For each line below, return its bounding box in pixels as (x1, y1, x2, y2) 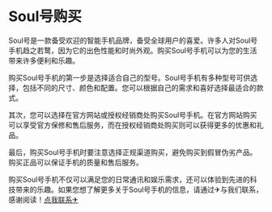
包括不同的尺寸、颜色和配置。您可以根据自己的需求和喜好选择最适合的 (22, 82, 257, 93)
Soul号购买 (8, 7, 83, 26)
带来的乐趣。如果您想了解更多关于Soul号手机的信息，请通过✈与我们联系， (15, 185, 263, 194)
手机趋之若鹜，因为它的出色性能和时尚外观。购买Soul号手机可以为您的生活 (8, 45, 257, 55)
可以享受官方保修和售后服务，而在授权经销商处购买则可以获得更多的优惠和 (8, 120, 257, 130)
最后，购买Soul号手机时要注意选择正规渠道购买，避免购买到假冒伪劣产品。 (8, 147, 257, 157)
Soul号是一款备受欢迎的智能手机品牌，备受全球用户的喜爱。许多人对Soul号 (8, 35, 258, 45)
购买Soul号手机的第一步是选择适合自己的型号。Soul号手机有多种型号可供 (8, 73, 251, 82)
